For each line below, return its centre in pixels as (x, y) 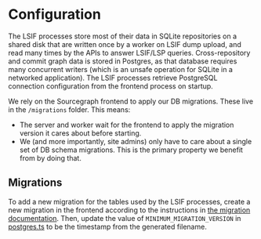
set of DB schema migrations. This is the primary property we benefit (131, 150)
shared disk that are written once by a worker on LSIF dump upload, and (125, 44)
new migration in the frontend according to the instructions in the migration (129, 210)
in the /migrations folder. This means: (69, 109)
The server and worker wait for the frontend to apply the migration (127, 125)
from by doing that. (51, 158)
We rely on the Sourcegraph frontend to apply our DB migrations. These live (130, 101)
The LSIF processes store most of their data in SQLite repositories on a (123, 36)
